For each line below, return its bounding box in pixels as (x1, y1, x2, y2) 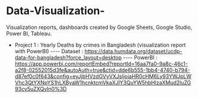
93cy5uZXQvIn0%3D (14, 85, 67, 92)
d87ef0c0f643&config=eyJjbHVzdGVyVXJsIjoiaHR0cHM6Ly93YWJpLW (14, 73, 191, 80)
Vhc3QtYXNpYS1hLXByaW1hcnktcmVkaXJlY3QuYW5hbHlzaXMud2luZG (14, 79, 191, 86)
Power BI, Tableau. (6, 30, 52, 37)
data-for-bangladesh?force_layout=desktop (14, 54, 122, 61)
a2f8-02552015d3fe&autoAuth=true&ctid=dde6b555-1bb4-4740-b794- (14, 66, 190, 73)
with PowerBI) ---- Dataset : (14, 47, 84, 54)
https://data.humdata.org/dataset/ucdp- (84, 47, 183, 54)
